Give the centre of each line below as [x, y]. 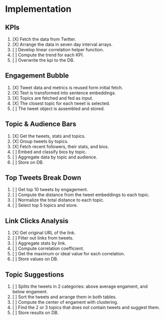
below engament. [30, 292]
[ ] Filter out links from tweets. [43, 238]
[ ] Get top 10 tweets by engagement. [50, 190]
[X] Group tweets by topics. [40, 141]
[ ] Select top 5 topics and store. [45, 205]
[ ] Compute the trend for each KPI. [48, 55]
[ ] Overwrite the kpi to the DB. [43, 60]
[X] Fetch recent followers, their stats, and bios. [61, 146]
